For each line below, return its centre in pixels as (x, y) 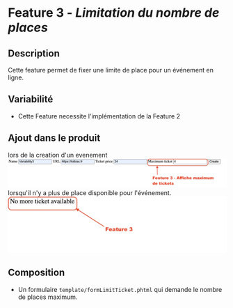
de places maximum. (48, 297)
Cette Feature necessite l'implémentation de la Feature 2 (99, 116)
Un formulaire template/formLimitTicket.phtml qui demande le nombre (120, 289)
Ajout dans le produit (54, 138)
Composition (37, 273)
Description (34, 53)
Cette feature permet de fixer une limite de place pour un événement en (111, 70)
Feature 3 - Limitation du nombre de (114, 13)
